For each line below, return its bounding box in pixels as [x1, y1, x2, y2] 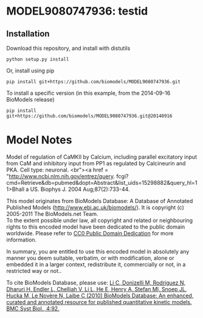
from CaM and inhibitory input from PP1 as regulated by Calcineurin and [6, 159, 186, 167]
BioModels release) [6, 96, 55, 103]
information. [6, 236, 37, 243]
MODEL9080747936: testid [6, 4, 148, 18]
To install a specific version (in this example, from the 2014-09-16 [6, 89, 171, 97]
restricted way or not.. [6, 267, 62, 274]
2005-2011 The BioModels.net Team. [6, 210, 98, 217]
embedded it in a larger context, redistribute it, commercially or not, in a [6, 260, 186, 268]
